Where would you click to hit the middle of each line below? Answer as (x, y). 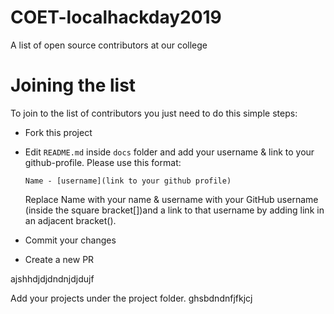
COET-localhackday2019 (116, 17)
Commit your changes (70, 240)
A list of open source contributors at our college (109, 45)
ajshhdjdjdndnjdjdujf (52, 278)
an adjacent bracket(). (70, 220)
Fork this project (58, 132)
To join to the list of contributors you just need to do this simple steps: (154, 113)
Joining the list (73, 85)
